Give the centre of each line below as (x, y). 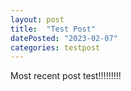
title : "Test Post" (53, 29)
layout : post (37, 19)
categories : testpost (55, 47)
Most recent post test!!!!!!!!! (66, 76)
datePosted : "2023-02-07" (64, 38)
